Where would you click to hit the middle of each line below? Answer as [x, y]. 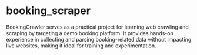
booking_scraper [49, 11]
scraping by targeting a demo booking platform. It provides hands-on [90, 33]
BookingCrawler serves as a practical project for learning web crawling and [98, 27]
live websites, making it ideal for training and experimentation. [81, 46]
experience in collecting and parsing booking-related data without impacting [99, 39]
